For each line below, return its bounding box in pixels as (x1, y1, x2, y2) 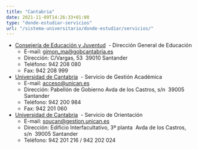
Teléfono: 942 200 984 (23, 99, 81, 106)
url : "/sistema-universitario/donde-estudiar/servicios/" (6, 25, 154, 32)
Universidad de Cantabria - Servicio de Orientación (14, 111, 143, 119)
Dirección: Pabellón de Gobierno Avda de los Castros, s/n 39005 (23, 86, 185, 93)
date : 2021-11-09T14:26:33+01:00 (6, 14, 90, 20)
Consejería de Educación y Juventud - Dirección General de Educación (14, 42, 193, 49)
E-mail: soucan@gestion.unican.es (23, 117, 109, 125)
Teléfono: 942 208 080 (23, 61, 81, 68)
